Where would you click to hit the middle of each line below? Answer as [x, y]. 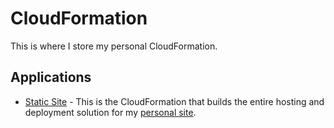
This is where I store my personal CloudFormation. [114, 46]
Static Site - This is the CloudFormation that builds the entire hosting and [174, 101]
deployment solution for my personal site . [110, 112]
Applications [51, 77]
